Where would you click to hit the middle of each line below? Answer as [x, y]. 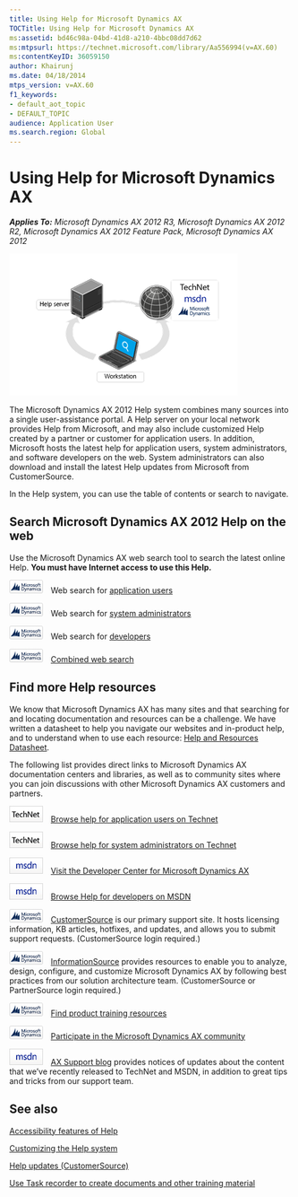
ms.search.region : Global [57, 133]
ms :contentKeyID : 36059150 [60, 57]
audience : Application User [62, 123]
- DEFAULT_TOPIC [39, 114]
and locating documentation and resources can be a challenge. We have [143, 719]
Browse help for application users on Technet [134, 819]
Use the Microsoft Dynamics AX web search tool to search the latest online [147, 557]
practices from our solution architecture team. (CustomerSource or [132, 980]
